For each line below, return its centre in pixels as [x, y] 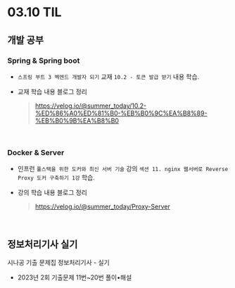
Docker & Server [36, 152]
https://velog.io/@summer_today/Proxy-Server [102, 207]
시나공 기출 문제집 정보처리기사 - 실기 [59, 262]
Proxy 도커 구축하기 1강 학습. [56, 177]
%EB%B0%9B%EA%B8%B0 [77, 120]
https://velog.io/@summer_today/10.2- [91, 106]
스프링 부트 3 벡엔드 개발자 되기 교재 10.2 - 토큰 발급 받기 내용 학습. [108, 76]
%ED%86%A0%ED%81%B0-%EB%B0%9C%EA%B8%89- [121, 113]
